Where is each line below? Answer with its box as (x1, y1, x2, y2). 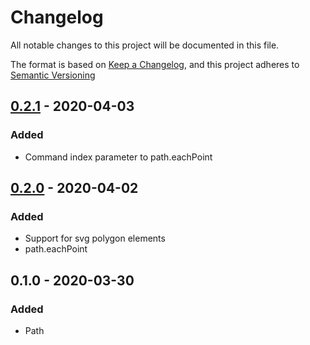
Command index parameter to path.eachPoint (24, 151, 213, 163)
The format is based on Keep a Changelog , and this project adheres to (10, 58, 300, 70)
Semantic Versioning (10, 69, 96, 81)
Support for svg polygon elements (24, 232, 166, 245)
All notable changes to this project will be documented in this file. (10, 39, 280, 51)
